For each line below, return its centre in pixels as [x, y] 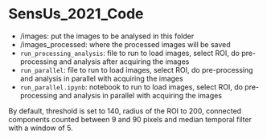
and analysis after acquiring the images [124, 62]
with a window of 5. [41, 128]
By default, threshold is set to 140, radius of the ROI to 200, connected [125, 111]
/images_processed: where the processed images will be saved [125, 44]
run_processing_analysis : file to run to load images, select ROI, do [129, 53]
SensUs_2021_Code [76, 14]
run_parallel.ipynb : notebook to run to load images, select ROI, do [131, 87]
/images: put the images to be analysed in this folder [107, 36]
